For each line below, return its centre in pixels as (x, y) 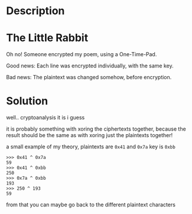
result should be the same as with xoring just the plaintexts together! (90, 135)
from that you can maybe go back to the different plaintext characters (91, 205)
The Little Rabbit (47, 38)
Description (35, 11)
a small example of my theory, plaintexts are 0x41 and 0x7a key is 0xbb (91, 147)
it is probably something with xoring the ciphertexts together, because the (96, 129)
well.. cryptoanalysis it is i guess (45, 118)
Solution (27, 101)
